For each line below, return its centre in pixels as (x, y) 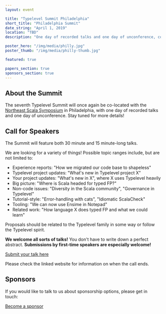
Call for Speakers (32, 131)
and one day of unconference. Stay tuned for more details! (65, 116)
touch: (12, 296)
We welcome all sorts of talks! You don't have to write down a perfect (77, 239)
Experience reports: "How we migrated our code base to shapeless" (82, 167)
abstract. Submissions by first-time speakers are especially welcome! (78, 245)
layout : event (20, 10)
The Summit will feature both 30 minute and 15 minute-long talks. (71, 143)
